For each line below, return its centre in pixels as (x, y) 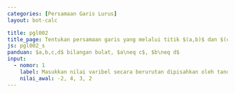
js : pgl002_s (26, 46)
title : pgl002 (28, 33)
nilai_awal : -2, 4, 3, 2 (56, 78)
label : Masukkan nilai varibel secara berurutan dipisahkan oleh (117, 72)
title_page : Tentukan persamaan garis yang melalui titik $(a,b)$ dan (112, 39)
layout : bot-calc (33, 20)
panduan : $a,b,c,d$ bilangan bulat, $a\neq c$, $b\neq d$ (93, 52)
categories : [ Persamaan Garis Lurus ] (62, 14)
